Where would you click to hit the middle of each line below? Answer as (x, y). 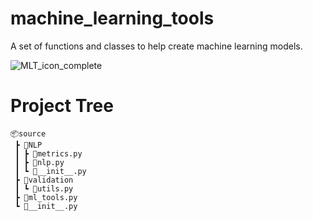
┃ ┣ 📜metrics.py (48, 153)
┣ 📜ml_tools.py (46, 197)
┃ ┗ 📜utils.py (44, 188)
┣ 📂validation (44, 180)
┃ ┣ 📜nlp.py (39, 162)
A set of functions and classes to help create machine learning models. (156, 46)
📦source (28, 133)
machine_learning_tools (112, 18)
